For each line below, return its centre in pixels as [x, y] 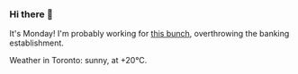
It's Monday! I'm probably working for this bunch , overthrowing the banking [149, 34]
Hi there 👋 [32, 14]
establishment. [37, 43]
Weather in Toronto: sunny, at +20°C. [78, 61]
